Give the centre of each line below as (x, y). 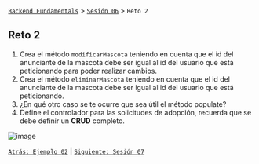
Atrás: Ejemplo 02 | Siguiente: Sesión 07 (77, 151)
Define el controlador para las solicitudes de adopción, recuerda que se (135, 112)
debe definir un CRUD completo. (72, 121)
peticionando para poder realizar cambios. (88, 71)
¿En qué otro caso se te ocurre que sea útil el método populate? (123, 104)
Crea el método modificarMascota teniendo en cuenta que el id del (126, 54)
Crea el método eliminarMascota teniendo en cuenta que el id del (124, 79)
